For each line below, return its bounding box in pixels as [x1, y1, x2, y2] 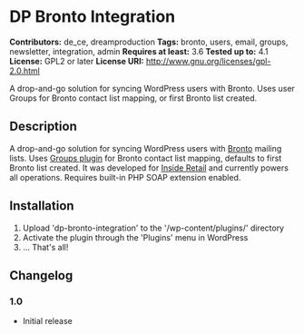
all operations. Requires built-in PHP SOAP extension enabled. [9, 172, 241, 182]
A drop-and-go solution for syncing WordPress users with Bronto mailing [9, 142, 282, 153]
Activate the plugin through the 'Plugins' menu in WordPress [22, 231, 249, 242]
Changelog [9, 268, 74, 283]
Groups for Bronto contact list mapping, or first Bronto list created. [9, 93, 258, 103]
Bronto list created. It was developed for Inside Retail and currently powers [9, 162, 289, 173]
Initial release [22, 316, 73, 327]
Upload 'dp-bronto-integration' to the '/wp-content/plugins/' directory [22, 222, 284, 233]
